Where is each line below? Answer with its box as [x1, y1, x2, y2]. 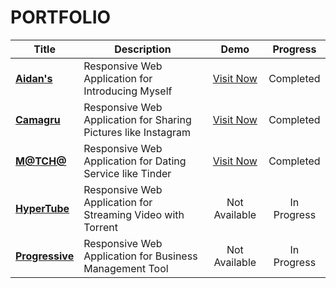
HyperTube [15, 201, 70, 215]
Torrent [83, 220, 118, 234]
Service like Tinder [83, 166, 172, 180]
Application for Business [83, 249, 198, 263]
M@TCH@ [15, 154, 67, 168]
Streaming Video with [83, 207, 185, 221]
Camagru [15, 112, 61, 126]
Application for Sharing [83, 112, 192, 126]
